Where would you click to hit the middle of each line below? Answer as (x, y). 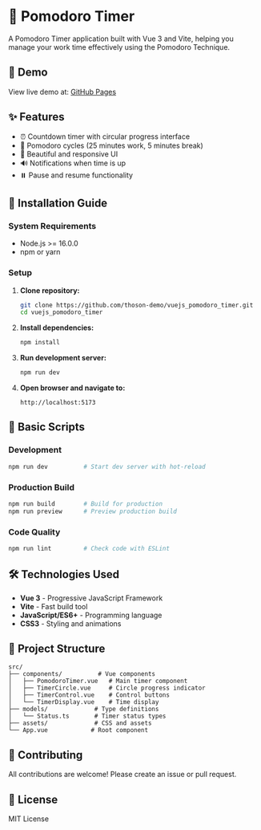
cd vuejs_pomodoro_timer (61, 312)
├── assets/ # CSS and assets (80, 723)
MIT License (29, 819)
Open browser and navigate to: (72, 388)
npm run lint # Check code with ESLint (89, 548)
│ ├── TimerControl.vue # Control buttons (89, 695)
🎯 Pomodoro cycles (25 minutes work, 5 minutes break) (112, 145)
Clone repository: (50, 290)
